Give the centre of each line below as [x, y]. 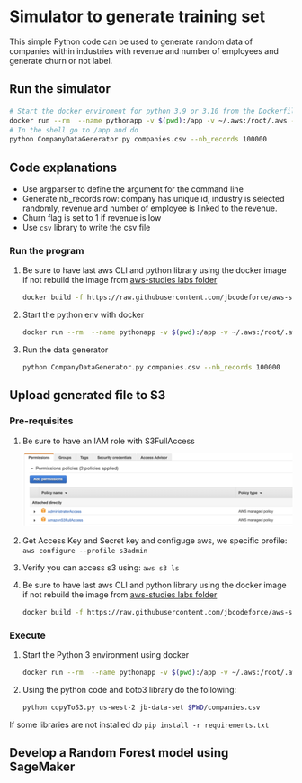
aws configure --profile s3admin [85, 551]
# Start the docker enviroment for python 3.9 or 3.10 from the [132, 111]
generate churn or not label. [61, 60]
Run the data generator [65, 350]
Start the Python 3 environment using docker [106, 655]
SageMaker [42, 767]
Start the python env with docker [83, 315]
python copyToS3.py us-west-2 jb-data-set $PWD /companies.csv [141, 708]
